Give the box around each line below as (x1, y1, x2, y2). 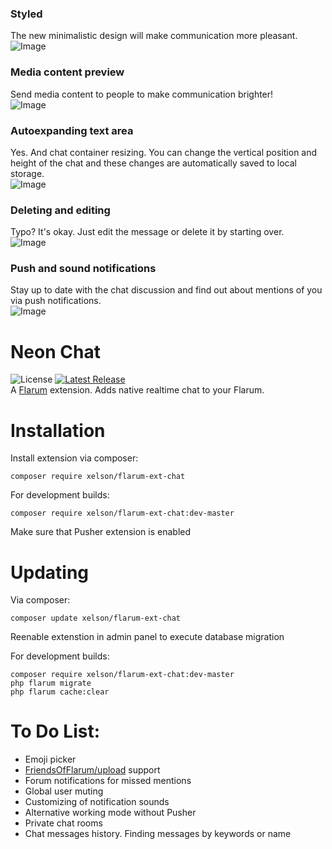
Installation (10, 419, 106, 442)
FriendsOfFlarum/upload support (24, 764, 161, 776)
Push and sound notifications (10, 262, 157, 276)
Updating (10, 561, 90, 584)
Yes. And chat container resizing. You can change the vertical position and (10, 146, 318, 158)
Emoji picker (24, 753, 77, 766)
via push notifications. (10, 295, 102, 307)
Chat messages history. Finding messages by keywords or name (24, 828, 292, 840)
